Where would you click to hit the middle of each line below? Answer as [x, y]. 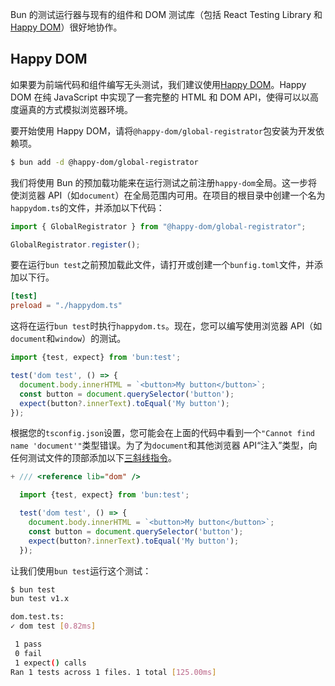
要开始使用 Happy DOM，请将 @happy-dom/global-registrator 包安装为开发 [163, 130]
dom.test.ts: [37, 617]
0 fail [28, 653]
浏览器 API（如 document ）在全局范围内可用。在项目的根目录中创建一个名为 [172, 195]
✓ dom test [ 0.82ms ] [53, 626]
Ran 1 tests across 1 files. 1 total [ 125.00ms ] [113, 672]
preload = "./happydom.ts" [66, 306]
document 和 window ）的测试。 [68, 339]
